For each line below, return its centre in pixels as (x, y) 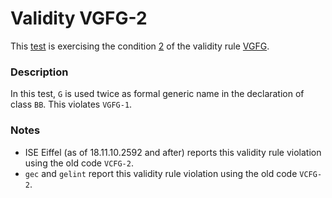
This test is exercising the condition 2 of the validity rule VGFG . (140, 46)
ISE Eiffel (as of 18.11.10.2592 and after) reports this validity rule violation (173, 152)
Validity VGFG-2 (79, 18)
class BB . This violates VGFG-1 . (71, 104)
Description (39, 72)
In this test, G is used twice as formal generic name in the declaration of (157, 94)
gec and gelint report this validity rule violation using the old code (161, 173)
